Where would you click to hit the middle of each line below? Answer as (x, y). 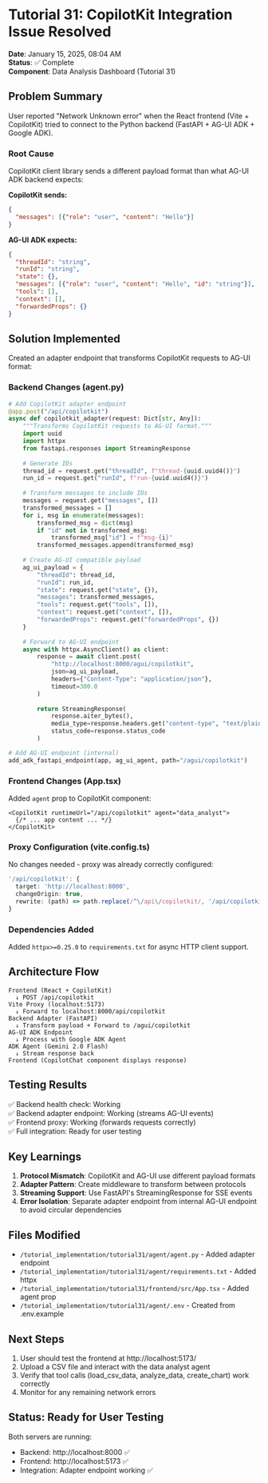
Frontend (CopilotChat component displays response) (98, 1060)
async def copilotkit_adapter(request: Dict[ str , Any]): (105, 419)
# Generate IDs (48, 463)
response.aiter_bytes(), (92, 716)
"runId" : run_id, (65, 582)
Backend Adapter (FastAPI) (53, 1018)
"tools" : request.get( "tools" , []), (98, 605)
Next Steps (36, 1339)
